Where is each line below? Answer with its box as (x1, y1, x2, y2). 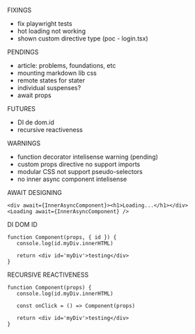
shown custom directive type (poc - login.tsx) (17, 34, 148, 43)
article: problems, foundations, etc (17, 61, 116, 69)
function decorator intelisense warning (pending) (17, 153, 159, 161)
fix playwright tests (17, 20, 72, 27)
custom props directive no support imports (17, 160, 141, 168)
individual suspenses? (17, 84, 81, 92)
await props (17, 91, 52, 99)
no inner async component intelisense (17, 175, 127, 183)
